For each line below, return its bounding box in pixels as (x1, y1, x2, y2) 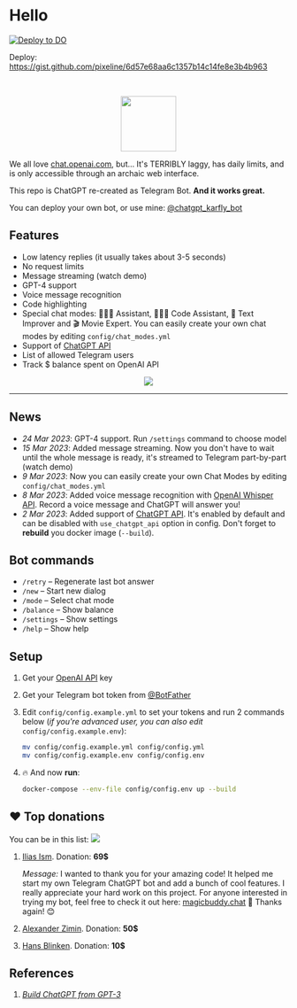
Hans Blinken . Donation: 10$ (21, 940, 126, 950)
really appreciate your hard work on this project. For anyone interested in (21, 887, 288, 897)
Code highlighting (21, 299, 88, 309)
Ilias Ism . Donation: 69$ (21, 851, 109, 862)
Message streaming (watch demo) (21, 270, 148, 281)
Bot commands (9, 553, 95, 568)
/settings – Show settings (21, 614, 118, 624)
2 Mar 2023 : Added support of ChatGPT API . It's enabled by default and (21, 508, 286, 519)
